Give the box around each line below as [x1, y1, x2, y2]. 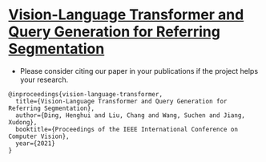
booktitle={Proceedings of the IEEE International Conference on [15, 125, 239, 133]
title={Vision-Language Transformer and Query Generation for [15, 97, 228, 105]
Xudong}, [8, 118, 38, 126]
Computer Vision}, [8, 132, 70, 140]
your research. [19, 75, 69, 84]
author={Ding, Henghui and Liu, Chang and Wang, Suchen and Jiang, [15, 111, 246, 119]
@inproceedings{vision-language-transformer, [8, 90, 163, 98]
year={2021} [15, 139, 56, 148]
